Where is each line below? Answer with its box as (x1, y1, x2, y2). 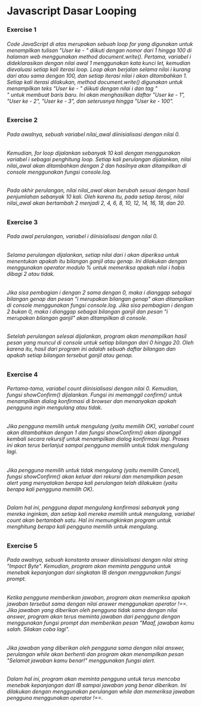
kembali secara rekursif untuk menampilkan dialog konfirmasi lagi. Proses (7, 435, 190, 442)
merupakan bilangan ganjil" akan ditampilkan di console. (7, 314, 148, 321)
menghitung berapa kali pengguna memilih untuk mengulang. (7, 523, 159, 530)
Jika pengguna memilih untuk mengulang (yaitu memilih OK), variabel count (7, 422, 194, 429)
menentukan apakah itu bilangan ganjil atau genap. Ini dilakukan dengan (7, 257, 187, 265)
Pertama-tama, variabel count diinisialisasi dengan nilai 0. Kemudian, (7, 385, 178, 392)
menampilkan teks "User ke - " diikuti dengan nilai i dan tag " (7, 85, 157, 92)
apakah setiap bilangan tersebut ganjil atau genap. (7, 352, 134, 359)
